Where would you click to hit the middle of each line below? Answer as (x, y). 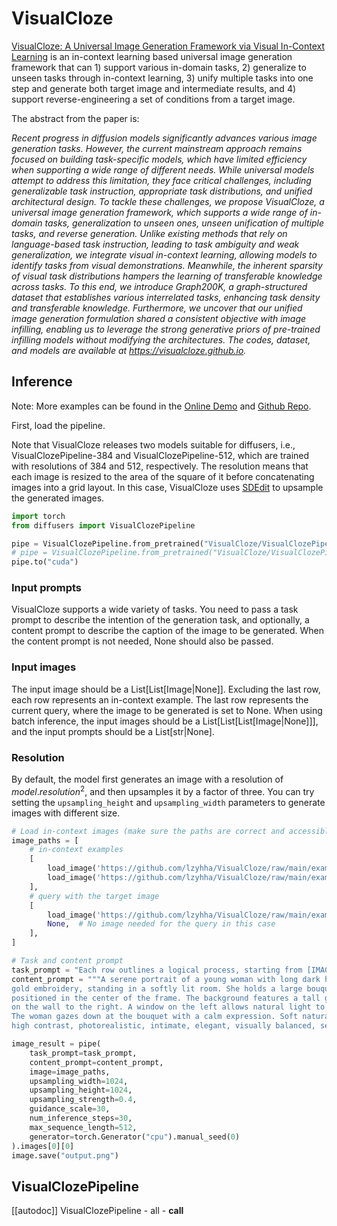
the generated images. (58, 498)
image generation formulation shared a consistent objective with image (159, 318)
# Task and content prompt (67, 961)
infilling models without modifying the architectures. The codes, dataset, (161, 339)
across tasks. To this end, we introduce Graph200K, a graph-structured (159, 286)
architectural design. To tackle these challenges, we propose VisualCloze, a (168, 201)
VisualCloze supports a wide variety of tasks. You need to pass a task (155, 609)
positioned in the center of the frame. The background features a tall (166, 998)
